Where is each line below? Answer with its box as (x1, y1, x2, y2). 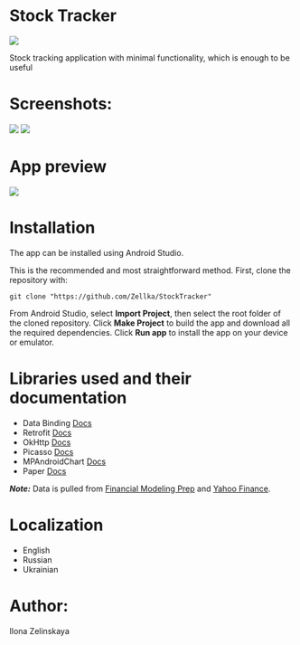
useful (9, 62, 33, 72)
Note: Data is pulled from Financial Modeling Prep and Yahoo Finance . (9, 483, 271, 494)
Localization (9, 515, 104, 535)
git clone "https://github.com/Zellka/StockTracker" (9, 291, 212, 301)
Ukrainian (22, 564, 59, 574)
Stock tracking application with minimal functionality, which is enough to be (9, 52, 291, 63)
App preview (9, 157, 107, 177)
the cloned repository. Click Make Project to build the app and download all (9, 318, 291, 328)
